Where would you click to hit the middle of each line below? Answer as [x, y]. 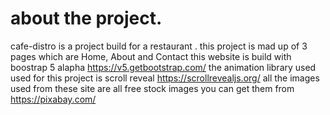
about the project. [86, 18]
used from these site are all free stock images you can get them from [152, 88]
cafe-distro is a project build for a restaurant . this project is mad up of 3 [159, 46]
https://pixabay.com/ [53, 99]
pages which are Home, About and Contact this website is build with [151, 56]
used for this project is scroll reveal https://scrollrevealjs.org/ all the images [165, 78]
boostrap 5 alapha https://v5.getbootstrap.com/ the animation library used [163, 67]
